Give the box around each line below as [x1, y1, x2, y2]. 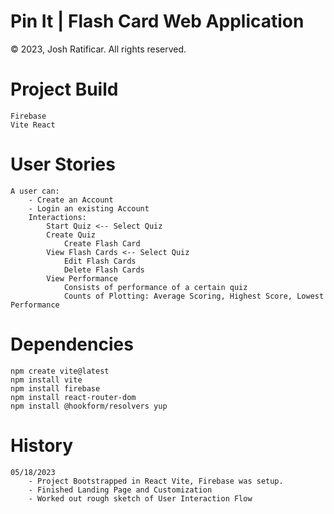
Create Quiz [46, 230, 97, 240]
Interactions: [28, 212, 87, 222]
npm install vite [10, 375, 83, 385]
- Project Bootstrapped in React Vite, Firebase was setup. [28, 476, 284, 486]
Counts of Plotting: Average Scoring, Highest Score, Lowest [63, 291, 325, 301]
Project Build [10, 78, 119, 101]
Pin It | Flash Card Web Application [10, 10, 305, 33]
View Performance [46, 273, 118, 284]
